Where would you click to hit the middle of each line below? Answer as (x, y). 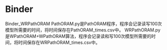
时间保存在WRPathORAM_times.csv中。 (59, 42)
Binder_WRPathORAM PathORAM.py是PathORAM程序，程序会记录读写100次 (83, 23)
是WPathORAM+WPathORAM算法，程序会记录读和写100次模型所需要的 (78, 36)
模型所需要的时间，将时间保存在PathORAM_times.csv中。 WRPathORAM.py (83, 30)
